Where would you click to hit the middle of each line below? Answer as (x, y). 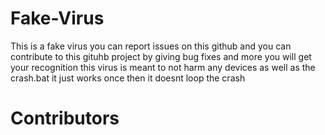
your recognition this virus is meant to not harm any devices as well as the (163, 67)
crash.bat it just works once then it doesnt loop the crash (128, 78)
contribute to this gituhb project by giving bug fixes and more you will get (161, 56)
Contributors (65, 118)
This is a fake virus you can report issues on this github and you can (151, 46)
